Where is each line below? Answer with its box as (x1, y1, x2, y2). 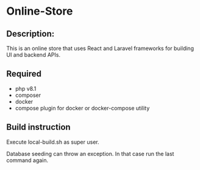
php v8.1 (15, 85, 37, 92)
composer (15, 91, 41, 99)
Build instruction (6, 122, 71, 132)
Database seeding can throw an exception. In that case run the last (6, 150, 174, 157)
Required (6, 69, 41, 79)
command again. (6, 157, 49, 164)
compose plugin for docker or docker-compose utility (15, 104, 150, 112)
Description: (6, 29, 55, 39)
